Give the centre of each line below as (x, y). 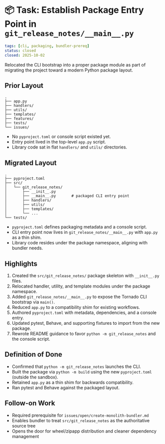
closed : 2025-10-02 (25, 55)
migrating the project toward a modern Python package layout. (69, 70)
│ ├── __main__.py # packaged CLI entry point (67, 196)
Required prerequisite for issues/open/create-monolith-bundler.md (80, 415)
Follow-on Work (30, 403)
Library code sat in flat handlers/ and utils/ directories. (69, 147)
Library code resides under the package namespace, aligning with (80, 243)
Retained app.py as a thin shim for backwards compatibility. (73, 382)
